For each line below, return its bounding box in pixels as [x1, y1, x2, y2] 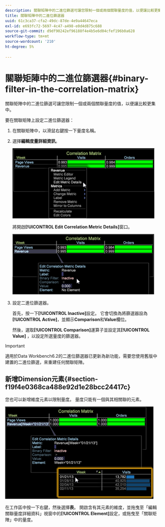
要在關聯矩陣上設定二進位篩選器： [5, 117, 74, 123]
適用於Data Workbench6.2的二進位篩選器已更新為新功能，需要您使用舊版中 [5, 353, 158, 359]
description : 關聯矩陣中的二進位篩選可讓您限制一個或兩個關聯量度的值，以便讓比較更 [5, 8, 158, 13]
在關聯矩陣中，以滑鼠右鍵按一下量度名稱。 [12, 127, 99, 133]
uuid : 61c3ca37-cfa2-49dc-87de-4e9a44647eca [5, 18, 98, 23]
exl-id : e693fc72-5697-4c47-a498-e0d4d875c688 [5, 24, 102, 29]
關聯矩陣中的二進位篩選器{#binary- [5, 73, 149, 84]
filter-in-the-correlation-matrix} [5, 84, 139, 94]
